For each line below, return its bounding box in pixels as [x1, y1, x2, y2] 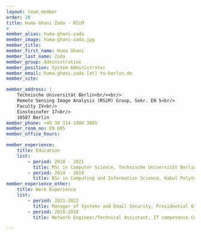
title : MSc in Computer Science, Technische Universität [32, 164, 178, 170]
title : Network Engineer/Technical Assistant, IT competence [32, 214, 188, 221]
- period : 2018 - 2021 [28, 158, 84, 165]
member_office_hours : [6, 131, 60, 137]
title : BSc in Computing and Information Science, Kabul [32, 175, 178, 182]
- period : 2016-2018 [28, 209, 79, 215]
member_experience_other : [6, 181, 71, 187]
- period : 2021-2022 [28, 197, 79, 204]
